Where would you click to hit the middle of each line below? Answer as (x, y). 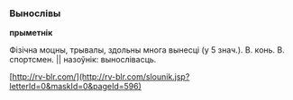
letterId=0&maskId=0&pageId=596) (76, 87)
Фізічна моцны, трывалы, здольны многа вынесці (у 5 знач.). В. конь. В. (147, 50)
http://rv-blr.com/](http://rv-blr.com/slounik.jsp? (101, 77)
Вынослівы (35, 13)
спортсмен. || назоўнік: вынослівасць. (83, 60)
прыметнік (31, 33)
